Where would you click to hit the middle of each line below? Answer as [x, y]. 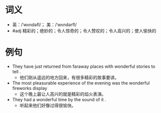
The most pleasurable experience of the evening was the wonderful [81, 83]
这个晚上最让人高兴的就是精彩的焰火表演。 [63, 94]
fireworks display [30, 88]
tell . [16, 71]
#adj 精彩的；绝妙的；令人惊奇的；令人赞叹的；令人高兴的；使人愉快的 [84, 30]
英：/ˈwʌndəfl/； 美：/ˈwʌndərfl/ [45, 25]
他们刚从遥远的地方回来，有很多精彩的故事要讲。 [69, 77]
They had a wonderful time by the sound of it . [59, 99]
